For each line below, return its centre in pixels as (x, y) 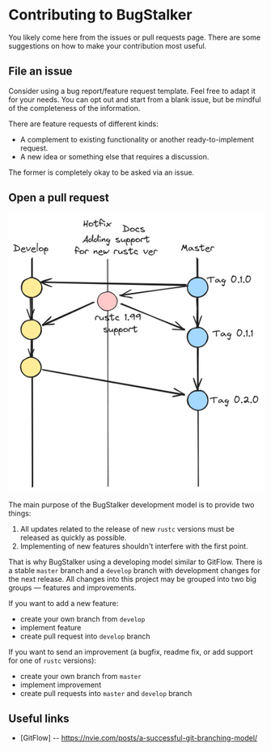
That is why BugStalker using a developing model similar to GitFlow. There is (135, 562)
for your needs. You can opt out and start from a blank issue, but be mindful (135, 100)
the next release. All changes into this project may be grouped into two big (132, 579)
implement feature (51, 627)
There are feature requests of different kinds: (84, 124)
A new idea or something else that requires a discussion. (114, 156)
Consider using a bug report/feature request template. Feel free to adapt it (132, 91)
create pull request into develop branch (85, 636)
